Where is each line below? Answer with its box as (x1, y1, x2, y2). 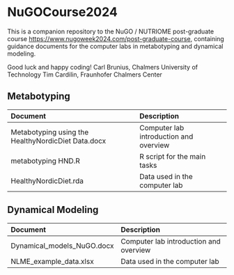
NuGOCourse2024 (7, 4, 118, 20)
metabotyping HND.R (10, 156, 80, 166)
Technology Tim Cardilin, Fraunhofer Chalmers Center (7, 70, 162, 79)
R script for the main (139, 151, 206, 161)
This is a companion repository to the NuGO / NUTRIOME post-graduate (7, 27, 214, 36)
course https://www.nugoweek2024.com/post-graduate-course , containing (7, 34, 224, 42)
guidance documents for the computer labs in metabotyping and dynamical (7, 42, 224, 50)
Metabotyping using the (10, 127, 89, 136)
